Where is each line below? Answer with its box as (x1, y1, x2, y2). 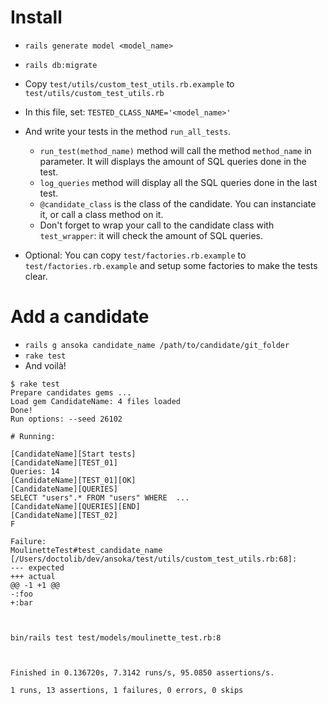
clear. (24, 270, 48, 282)
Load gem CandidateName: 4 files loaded (10, 396, 182, 406)
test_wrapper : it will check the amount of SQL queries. (39, 229, 263, 241)
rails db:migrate (24, 60, 98, 70)
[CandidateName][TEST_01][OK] (10, 475, 137, 485)
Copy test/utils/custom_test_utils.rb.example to (24, 77, 235, 90)
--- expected (10, 562, 65, 573)
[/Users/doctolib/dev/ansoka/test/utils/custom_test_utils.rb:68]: (10, 554, 298, 564)
